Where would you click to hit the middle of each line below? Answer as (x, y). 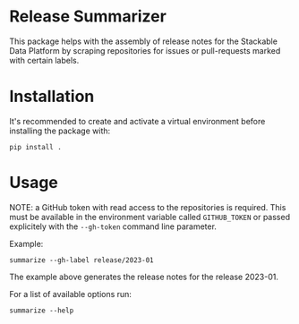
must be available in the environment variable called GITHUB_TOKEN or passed (150, 217)
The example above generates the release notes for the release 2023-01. (144, 277)
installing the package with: (60, 131)
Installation (52, 97)
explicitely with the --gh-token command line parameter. (113, 226)
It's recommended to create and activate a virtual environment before (137, 121)
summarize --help (42, 311)
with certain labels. (44, 60)
